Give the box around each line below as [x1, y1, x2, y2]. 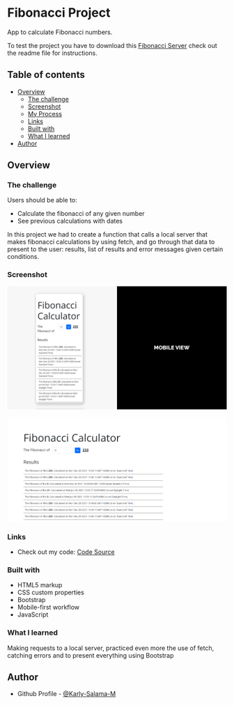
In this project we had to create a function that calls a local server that [7, 230, 208, 239]
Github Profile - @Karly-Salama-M [17, 690, 116, 698]
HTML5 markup [17, 581, 63, 589]
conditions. [7, 253, 40, 261]
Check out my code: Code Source [17, 548, 115, 556]
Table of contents [7, 69, 85, 81]
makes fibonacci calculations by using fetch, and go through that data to [7, 238, 215, 246]
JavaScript [17, 610, 49, 619]
